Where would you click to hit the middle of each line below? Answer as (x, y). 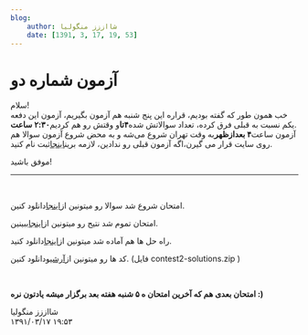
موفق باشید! (32, 162)
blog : (21, 18)
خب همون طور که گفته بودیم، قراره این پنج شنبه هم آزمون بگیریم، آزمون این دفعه (149, 115)
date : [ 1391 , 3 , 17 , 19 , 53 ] (82, 35)
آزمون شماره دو (64, 80)
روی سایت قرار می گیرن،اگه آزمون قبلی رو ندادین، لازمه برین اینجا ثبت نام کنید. (142, 144)
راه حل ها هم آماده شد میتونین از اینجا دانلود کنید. (91, 241)
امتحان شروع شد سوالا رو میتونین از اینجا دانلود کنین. (98, 205)
